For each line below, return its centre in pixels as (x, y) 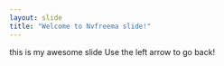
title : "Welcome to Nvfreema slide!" (80, 26)
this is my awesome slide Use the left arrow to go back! (112, 52)
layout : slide (36, 18)
